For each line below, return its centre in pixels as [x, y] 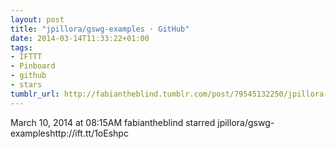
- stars [26, 85]
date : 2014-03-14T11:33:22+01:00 [80, 38]
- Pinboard [33, 66]
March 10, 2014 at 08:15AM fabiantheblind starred [113, 122]
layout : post [37, 19]
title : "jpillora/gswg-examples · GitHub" [100, 29]
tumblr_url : [35, 94]
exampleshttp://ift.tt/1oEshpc [69, 133]
